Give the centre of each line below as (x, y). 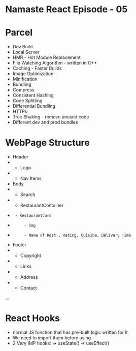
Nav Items (31, 178)
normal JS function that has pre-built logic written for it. (71, 332)
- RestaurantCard (33, 216)
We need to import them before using (52, 338)
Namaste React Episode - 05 (66, 9)
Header (21, 157)
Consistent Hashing (33, 95)
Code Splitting (27, 101)
